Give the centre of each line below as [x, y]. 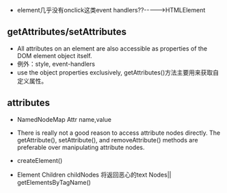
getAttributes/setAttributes [67, 32]
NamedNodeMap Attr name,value [64, 119]
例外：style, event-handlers [56, 64]
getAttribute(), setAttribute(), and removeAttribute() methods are [107, 140]
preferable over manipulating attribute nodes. [81, 147]
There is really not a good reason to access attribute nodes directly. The [119, 133]
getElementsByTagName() [54, 182]
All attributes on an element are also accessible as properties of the [112, 48]
